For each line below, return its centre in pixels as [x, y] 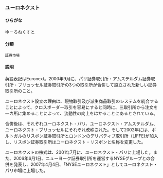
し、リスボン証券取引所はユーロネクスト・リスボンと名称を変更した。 [75, 142]
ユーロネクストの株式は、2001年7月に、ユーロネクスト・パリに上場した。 [79, 152]
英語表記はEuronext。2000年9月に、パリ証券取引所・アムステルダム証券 [78, 78]
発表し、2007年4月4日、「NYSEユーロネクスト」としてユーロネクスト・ [86, 164]
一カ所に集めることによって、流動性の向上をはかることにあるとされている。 [81, 113]
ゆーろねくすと [20, 32]
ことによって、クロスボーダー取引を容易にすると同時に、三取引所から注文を [81, 107]
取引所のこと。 [20, 90]
